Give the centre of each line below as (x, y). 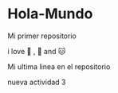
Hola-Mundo (50, 14)
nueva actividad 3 (37, 82)
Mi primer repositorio (42, 36)
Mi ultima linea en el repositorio (59, 66)
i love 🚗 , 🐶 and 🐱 (37, 51)
